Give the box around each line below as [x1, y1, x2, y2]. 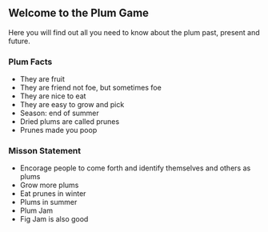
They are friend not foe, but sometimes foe [19, 83, 162, 93]
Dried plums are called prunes [19, 117, 120, 126]
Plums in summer [19, 198, 78, 207]
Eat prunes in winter [19, 189, 86, 198]
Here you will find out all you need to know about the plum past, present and [8, 27, 260, 37]
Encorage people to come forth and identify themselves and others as [19, 163, 251, 173]
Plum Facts [8, 56, 53, 67]
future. [8, 36, 30, 46]
